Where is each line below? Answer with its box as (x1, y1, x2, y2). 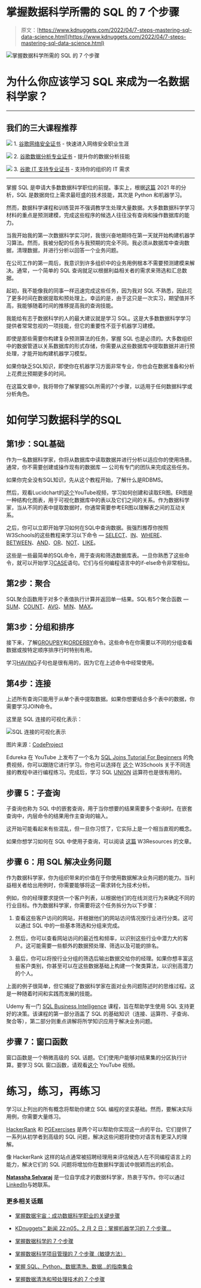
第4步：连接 (6, 678, 51, 689)
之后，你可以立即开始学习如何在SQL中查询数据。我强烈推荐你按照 (6, 524, 169, 531)
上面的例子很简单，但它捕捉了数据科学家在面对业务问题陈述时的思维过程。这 (6, 982, 195, 989)
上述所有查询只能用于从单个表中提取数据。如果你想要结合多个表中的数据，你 (6, 695, 195, 703)
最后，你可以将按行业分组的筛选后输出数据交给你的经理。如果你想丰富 (14, 955, 188, 962)
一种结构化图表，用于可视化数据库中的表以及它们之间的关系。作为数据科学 (6, 496, 190, 503)
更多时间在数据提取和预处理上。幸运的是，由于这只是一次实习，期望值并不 (11, 294, 195, 302)
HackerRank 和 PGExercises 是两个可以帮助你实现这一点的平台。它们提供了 (6, 1125, 193, 1132)
